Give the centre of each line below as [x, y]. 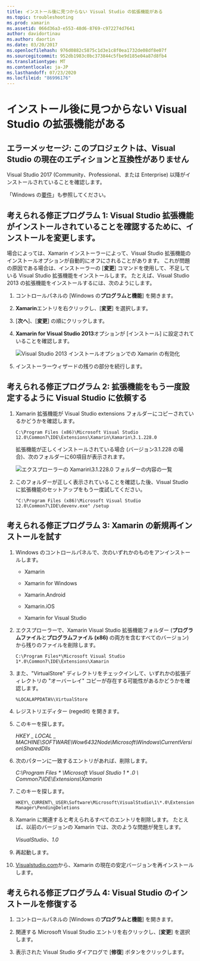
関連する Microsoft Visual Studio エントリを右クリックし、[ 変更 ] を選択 [103, 932]
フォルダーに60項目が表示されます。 [83, 457]
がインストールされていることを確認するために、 [96, 227]
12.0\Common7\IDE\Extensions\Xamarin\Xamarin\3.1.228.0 [86, 437]
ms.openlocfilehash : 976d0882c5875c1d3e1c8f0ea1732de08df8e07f [87, 51]
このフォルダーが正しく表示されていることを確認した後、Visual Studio [102, 482]
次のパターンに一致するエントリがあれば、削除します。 [83, 760]
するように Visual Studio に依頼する [81, 398]
